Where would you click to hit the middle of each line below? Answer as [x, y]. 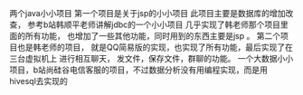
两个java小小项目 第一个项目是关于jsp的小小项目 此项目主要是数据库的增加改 [151, 13]
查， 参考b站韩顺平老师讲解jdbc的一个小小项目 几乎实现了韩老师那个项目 [145, 24]
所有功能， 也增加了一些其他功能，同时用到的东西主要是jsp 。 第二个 [153, 36]
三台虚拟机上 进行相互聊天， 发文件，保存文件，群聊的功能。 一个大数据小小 [151, 58]
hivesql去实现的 [38, 81]
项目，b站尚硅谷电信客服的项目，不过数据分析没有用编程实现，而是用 [139, 70]
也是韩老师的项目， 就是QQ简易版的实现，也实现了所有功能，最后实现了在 [155, 47]
